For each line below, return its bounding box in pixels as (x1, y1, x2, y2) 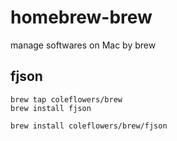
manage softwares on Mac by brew (10, 39, 157, 51)
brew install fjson (10, 103, 92, 113)
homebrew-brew (10, 6, 153, 29)
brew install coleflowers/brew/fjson (10, 121, 168, 131)
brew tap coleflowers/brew (10, 94, 123, 105)
